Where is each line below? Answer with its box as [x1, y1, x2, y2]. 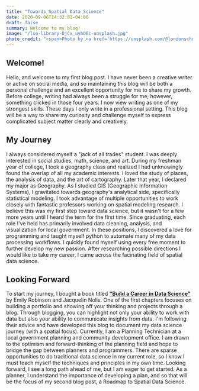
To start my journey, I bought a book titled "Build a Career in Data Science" [6, 290, 191, 298]
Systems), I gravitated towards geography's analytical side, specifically [6, 188, 180, 195]
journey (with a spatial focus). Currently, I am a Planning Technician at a [6, 328, 182, 335]
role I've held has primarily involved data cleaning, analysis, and [6, 219, 162, 227]
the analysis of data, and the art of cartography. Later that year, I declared [6, 176, 187, 183]
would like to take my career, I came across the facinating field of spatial [6, 251, 182, 258]
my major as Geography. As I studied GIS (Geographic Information [6, 182, 168, 189]
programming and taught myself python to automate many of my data [6, 232, 176, 240]
